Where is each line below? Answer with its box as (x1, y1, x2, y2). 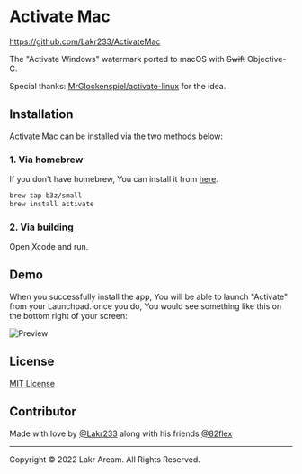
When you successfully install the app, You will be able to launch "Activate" (9, 291, 289, 302)
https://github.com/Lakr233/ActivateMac (9, 36, 161, 47)
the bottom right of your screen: (9, 310, 128, 321)
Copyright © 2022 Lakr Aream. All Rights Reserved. (9, 453, 200, 465)
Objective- (246, 53, 287, 64)
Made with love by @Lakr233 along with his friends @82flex (9, 428, 233, 439)
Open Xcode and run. (9, 242, 89, 252)
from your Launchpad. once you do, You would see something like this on (9, 300, 282, 312)
